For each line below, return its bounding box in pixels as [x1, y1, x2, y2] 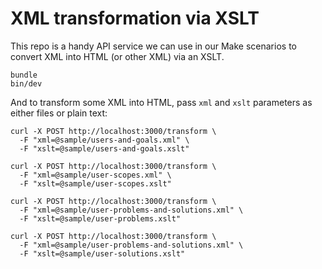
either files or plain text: [10, 107, 108, 119]
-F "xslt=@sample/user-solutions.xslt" [19, 248, 186, 259]
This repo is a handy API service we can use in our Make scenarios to [10, 40, 297, 52]
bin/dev [10, 78, 43, 89]
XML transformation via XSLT [10, 7, 260, 30]
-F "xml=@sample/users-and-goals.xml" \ [19, 135, 190, 145]
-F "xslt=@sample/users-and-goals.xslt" [19, 143, 190, 154]
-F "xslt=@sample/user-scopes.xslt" [19, 178, 172, 189]
